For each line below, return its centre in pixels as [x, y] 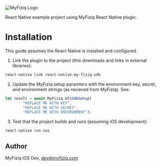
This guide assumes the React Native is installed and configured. [71, 51]
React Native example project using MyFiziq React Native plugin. [71, 17]
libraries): [22, 65]
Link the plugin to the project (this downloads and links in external [80, 60]
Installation [29, 37]
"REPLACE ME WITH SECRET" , [51, 108]
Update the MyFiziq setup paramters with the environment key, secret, [84, 84]
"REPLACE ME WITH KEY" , [47, 103]
